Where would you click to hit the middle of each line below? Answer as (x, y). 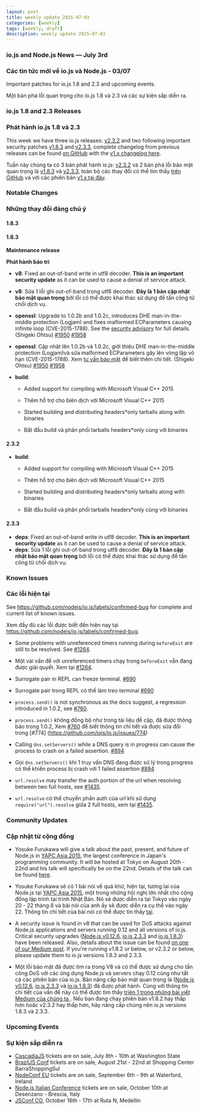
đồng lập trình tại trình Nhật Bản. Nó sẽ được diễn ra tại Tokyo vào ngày (103, 899)
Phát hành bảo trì (28, 262)
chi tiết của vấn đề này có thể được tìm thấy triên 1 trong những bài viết (102, 993)
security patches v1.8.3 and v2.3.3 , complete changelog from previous (93, 147)
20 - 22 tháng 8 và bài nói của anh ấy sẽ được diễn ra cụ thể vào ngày (101, 906)
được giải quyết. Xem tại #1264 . (54, 667)
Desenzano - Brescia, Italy (48, 1094)
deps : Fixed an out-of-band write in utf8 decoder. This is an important (102, 537)
